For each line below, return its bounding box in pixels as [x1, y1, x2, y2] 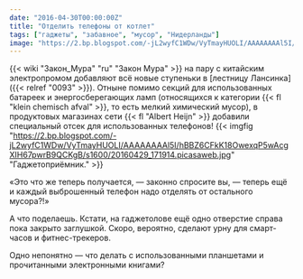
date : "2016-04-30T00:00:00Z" [9, 13, 124, 23]
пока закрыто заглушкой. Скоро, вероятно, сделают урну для [9, 223, 248, 234]
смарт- [249, 223, 277, 234]
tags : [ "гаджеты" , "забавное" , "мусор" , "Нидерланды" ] [9, 30, 220, 39]
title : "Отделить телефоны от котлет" [9, 22, 155, 31]
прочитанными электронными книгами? [9, 259, 165, 271]
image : [9, 38, 34, 48]
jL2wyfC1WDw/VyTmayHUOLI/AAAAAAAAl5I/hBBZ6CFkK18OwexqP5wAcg [9, 140, 289, 151]
